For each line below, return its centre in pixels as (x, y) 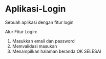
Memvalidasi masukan (34, 46)
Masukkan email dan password (43, 41)
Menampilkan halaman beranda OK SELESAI (57, 51)
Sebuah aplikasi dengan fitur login (39, 22)
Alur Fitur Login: (21, 31)
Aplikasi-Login (35, 9)
